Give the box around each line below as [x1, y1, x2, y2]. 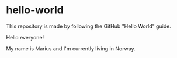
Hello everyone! [6, 34, 44, 41]
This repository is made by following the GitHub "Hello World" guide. [6, 23, 171, 30]
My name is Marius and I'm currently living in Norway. [6, 45, 136, 52]
